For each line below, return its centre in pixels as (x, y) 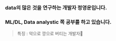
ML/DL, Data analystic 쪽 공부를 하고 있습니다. (58, 22)
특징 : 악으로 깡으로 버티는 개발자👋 (50, 34)
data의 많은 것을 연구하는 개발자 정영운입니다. (56, 7)
